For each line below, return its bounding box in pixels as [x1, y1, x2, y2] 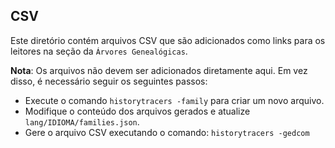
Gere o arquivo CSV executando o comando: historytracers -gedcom [24, 126, 310, 138]
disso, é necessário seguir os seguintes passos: [10, 75, 208, 87]
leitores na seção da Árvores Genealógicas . [10, 45, 188, 57]
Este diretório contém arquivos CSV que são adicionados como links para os [10, 34, 326, 46]
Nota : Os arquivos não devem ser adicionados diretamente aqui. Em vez [10, 64, 308, 76]
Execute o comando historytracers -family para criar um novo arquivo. [24, 94, 325, 106]
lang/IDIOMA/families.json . [24, 115, 140, 128]
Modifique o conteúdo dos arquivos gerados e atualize [24, 105, 251, 117]
